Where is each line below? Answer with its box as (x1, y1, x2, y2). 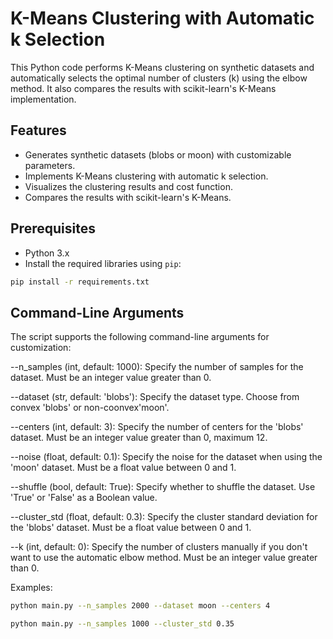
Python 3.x (24, 247, 70, 259)
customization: (10, 342, 72, 354)
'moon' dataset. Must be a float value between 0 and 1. (10, 462, 237, 474)
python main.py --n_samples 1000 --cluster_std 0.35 (10, 619, 235, 629)
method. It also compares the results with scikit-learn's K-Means (10, 82, 277, 94)
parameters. (24, 159, 76, 171)
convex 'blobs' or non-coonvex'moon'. (10, 402, 170, 414)
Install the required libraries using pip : (24, 257, 182, 269)
